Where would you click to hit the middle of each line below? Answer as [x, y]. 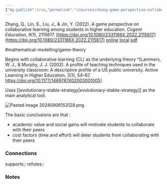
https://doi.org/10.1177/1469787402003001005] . [54, 80]
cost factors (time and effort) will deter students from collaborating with [86, 135]
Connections [21, 153]
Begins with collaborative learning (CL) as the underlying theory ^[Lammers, [83, 59]
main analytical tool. [26, 95]
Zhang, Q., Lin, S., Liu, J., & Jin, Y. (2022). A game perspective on [72, 24]
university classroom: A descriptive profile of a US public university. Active [82, 70]
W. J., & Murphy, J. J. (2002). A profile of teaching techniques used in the [80, 64]
